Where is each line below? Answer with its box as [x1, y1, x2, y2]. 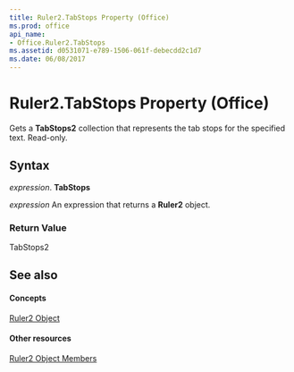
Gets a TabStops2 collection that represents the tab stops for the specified [9, 123, 286, 133]
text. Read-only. [9, 131, 69, 143]
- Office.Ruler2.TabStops [9, 38, 105, 47]
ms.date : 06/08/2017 [9, 55, 87, 63]
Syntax [9, 158, 50, 173]
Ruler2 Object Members [9, 352, 97, 363]
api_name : [9, 30, 46, 38]
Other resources [9, 333, 71, 344]
